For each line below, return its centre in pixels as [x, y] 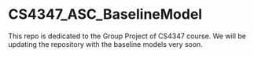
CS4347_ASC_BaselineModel [105, 14]
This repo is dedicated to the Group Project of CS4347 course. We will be [127, 36]
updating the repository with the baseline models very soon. [105, 44]
